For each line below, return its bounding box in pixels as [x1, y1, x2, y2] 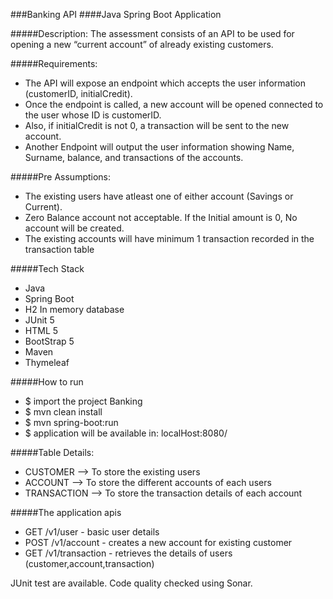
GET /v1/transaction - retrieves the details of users [24, 547, 233, 559]
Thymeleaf [24, 357, 70, 368]
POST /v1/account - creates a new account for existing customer [24, 537, 293, 548]
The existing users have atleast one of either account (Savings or [24, 190, 294, 202]
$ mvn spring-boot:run [24, 417, 119, 428]
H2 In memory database [24, 304, 125, 315]
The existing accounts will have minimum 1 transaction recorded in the [24, 233, 315, 244]
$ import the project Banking [24, 395, 143, 407]
